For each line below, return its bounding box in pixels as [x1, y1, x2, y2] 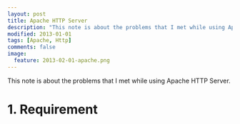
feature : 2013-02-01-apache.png [14, 57, 111, 64]
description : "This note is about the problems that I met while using [7, 24, 225, 31]
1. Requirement [7, 101, 98, 118]
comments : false [7, 43, 56, 51]
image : [7, 51, 27, 58]
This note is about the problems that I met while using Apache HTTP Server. [7, 76, 231, 85]
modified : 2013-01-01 [7, 30, 72, 38]
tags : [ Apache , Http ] [7, 37, 72, 44]
